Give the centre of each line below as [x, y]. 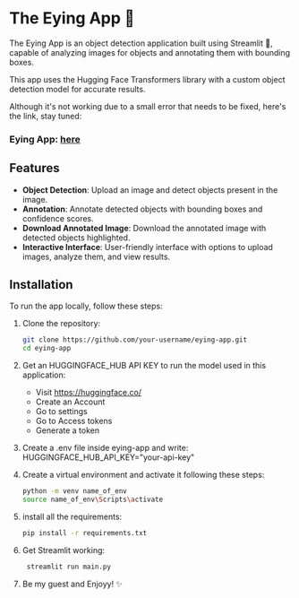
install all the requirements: [72, 516]
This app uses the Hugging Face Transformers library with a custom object [147, 79]
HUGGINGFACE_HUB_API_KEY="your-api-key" [108, 457]
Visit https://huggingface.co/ [88, 393]
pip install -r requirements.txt [85, 533]
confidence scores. [58, 218]
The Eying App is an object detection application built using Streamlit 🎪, [141, 43]
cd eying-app [47, 349]
